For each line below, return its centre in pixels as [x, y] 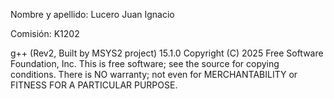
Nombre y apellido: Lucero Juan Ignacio [92, 14]
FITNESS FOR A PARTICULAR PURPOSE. [94, 85]
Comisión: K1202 [45, 33]
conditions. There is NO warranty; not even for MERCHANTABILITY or [154, 74]
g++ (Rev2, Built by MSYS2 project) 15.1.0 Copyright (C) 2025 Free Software [167, 53]
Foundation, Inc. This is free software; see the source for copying [145, 63]
